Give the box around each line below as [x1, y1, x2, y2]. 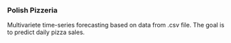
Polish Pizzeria [7, 5, 58, 15]
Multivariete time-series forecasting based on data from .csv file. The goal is [7, 21, 225, 29]
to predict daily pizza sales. [7, 28, 85, 36]
